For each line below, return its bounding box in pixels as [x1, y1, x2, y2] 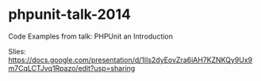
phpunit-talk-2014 [8, 6, 131, 24]
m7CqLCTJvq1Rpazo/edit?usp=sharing [8, 63, 136, 72]
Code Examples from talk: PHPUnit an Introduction [8, 31, 173, 41]
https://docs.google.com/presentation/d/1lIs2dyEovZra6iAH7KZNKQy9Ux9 [8, 55, 253, 64]
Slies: [8, 46, 26, 56]
